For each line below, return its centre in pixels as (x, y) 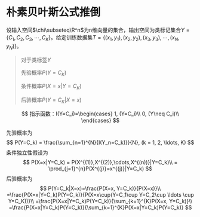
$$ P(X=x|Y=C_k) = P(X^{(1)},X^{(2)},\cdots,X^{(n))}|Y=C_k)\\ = (100, 162)
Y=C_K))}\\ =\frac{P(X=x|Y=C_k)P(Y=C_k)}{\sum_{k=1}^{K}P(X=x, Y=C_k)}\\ (100, 201)
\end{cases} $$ (100, 120)
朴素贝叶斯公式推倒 (53, 12)
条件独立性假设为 (27, 152)
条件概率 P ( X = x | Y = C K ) (51, 87)
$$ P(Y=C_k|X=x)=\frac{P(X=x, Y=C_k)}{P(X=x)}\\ (100, 188)
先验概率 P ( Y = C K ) (44, 73)
